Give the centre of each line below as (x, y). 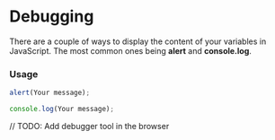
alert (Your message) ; (50, 93)
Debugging (52, 17)
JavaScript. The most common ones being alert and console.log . (130, 50)
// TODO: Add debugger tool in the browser (89, 126)
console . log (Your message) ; (62, 109)
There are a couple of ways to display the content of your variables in (138, 41)
